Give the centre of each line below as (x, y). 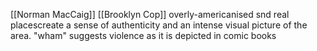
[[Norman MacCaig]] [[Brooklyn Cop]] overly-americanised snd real (150, 14)
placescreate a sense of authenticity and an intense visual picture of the (159, 25)
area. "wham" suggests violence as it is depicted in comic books (143, 35)
